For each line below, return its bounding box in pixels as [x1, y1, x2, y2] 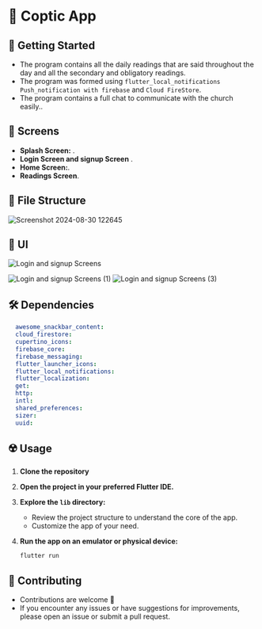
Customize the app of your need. [31, 521, 139, 531]
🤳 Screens [8, 124, 59, 138]
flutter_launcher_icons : [15, 360, 97, 368]
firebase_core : [15, 345, 66, 353]
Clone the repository [19, 467, 89, 476]
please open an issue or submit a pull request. [19, 612, 170, 621]
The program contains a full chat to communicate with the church [19, 93, 234, 102]
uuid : [15, 419, 34, 427]
